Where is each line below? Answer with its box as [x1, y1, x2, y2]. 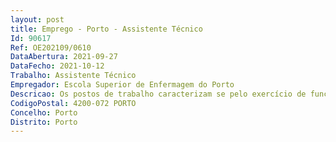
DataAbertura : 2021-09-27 [10, 52, 118, 62]
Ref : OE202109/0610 [10, 42, 92, 53]
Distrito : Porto [10, 117, 78, 127]
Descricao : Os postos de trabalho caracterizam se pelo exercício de [10, 89, 307, 99]
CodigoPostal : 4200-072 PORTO [10, 98, 137, 108]
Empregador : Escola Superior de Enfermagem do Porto [10, 80, 235, 90]
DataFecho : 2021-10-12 [10, 61, 105, 71]
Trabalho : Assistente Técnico [10, 71, 137, 81]
